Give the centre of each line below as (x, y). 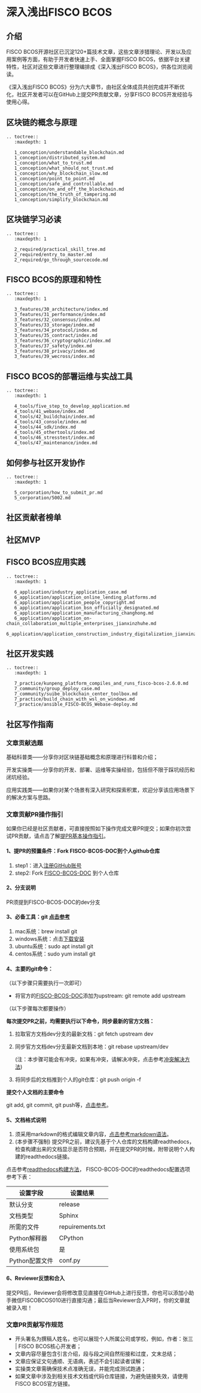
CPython (71, 1238)
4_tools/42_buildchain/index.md (54, 417)
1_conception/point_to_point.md (54, 178)
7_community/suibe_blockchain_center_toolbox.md (76, 694)
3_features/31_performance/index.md (60, 315)
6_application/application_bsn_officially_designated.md (87, 608)
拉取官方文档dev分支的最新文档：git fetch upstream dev (84, 1034)
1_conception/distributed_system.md (60, 157)
